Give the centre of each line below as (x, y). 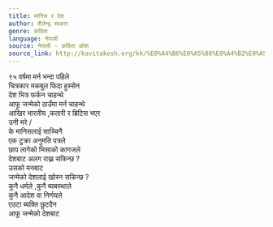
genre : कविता (28, 31)
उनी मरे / (20, 122)
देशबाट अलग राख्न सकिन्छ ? (44, 158)
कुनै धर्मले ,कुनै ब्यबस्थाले (40, 186)
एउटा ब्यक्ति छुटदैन (32, 204)
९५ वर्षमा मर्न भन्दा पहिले (39, 77)
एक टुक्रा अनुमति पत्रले (37, 140)
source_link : (30, 54)
